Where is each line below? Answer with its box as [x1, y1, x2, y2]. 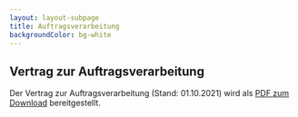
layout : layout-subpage [9, 13, 100, 23]
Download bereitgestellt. [9, 97, 102, 109]
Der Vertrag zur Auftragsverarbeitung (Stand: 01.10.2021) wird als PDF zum [9, 88, 290, 99]
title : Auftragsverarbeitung [9, 22, 120, 31]
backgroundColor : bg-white [9, 30, 112, 39]
